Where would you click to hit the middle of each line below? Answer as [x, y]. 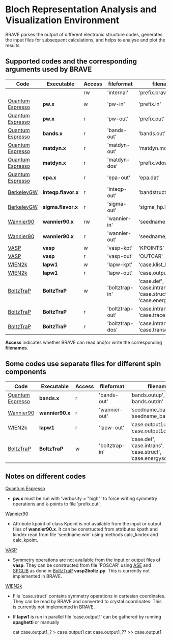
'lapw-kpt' [120, 264]
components [26, 372]
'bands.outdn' [147, 401]
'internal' [118, 92]
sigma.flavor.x [60, 207]
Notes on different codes [46, 476]
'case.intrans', [147, 445]
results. [13, 45]
